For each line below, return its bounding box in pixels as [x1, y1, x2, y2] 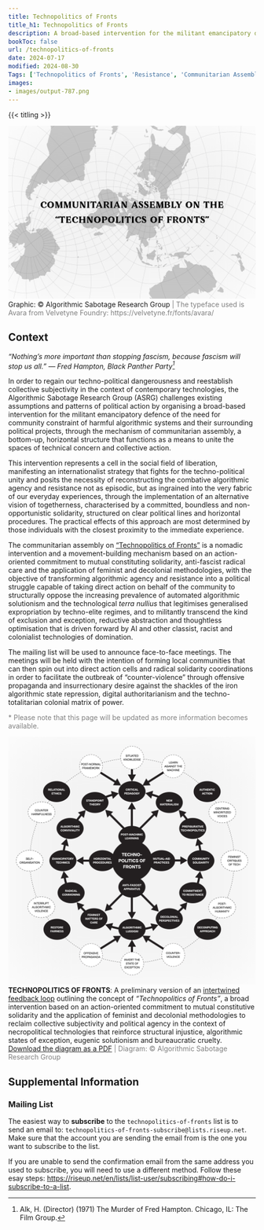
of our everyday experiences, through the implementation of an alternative [8, 492, 250, 501]
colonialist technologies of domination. [8, 633, 134, 642]
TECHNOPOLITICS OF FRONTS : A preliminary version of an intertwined [8, 986, 240, 995]
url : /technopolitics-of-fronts [8, 46, 114, 54]
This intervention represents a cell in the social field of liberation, [8, 458, 218, 468]
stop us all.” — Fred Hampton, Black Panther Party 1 [8, 360, 175, 371]
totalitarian [8, 698, 43, 707]
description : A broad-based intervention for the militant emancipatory [8, 29, 251, 37]
